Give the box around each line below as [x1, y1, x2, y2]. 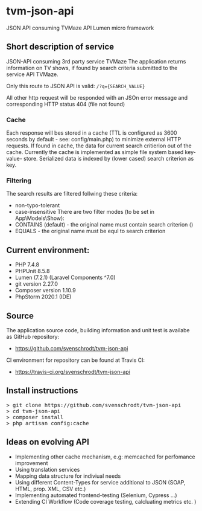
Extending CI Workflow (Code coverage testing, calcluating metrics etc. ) [14, 498, 197, 505]
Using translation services [14, 466, 80, 473]
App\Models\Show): [14, 214, 65, 222]
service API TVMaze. [6, 71, 58, 78]
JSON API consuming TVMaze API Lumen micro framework [6, 24, 154, 31]
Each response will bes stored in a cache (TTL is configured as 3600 [6, 129, 177, 137]
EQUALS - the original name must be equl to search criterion [14, 228, 166, 235]
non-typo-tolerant [14, 202, 60, 209]
